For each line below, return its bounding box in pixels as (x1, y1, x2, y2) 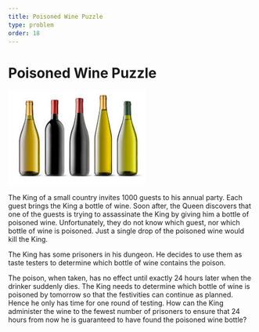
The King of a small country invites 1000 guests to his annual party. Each (8, 193, 243, 202)
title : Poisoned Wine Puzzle (8, 13, 103, 20)
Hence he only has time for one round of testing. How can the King (8, 298, 224, 308)
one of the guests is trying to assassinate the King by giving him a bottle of (8, 210, 250, 219)
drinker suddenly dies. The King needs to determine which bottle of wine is (8, 282, 250, 291)
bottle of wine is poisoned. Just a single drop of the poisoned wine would (8, 226, 245, 235)
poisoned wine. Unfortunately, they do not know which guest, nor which (8, 218, 240, 228)
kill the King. (8, 235, 49, 244)
